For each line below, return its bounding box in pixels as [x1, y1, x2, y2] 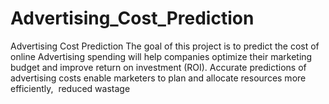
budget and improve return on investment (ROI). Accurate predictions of [10, 61, 307, 73]
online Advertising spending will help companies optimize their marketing [10, 50, 313, 62]
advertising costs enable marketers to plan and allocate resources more [10, 72, 307, 84]
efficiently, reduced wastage [10, 82, 131, 94]
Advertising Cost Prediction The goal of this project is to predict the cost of [10, 40, 320, 52]
